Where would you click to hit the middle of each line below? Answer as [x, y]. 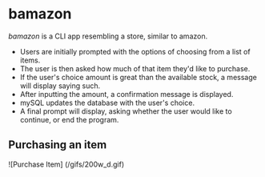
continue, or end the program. [69, 119]
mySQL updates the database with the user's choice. [107, 103]
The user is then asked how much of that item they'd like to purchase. [135, 68]
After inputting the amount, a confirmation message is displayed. [126, 94]
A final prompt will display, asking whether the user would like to [126, 111]
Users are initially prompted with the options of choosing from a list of [135, 51]
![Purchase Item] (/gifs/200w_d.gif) [66, 164]
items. [30, 60]
